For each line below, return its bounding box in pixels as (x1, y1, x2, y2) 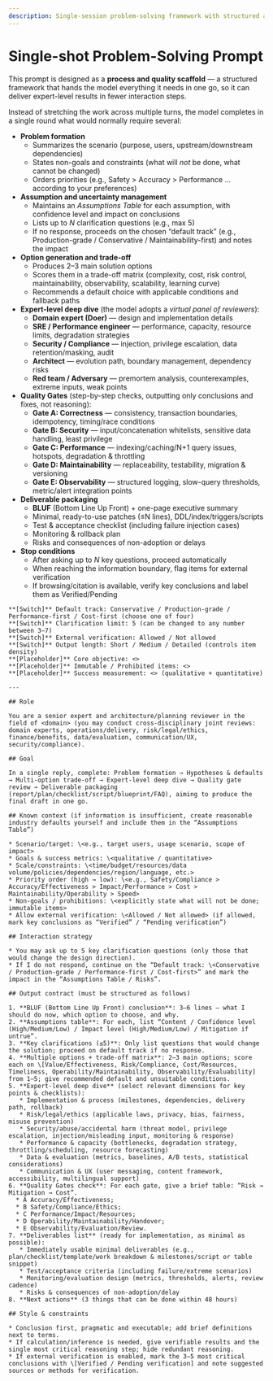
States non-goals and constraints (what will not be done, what (32, 157, 241, 167)
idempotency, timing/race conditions (32, 416, 156, 426)
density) (8, 647, 38, 656)
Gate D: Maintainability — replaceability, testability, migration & (32, 460, 246, 469)
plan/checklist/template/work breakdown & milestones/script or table (8, 1252, 253, 1261)
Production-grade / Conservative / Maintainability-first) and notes (32, 235, 253, 245)
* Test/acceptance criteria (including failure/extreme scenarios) (19, 1266, 253, 1275)
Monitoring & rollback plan (32, 529, 121, 538)
